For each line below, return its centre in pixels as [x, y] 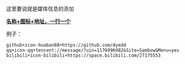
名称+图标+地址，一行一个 [39, 21]
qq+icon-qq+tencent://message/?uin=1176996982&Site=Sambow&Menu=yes [93, 50]
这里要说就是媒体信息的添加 [40, 9]
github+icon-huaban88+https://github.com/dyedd [66, 45]
